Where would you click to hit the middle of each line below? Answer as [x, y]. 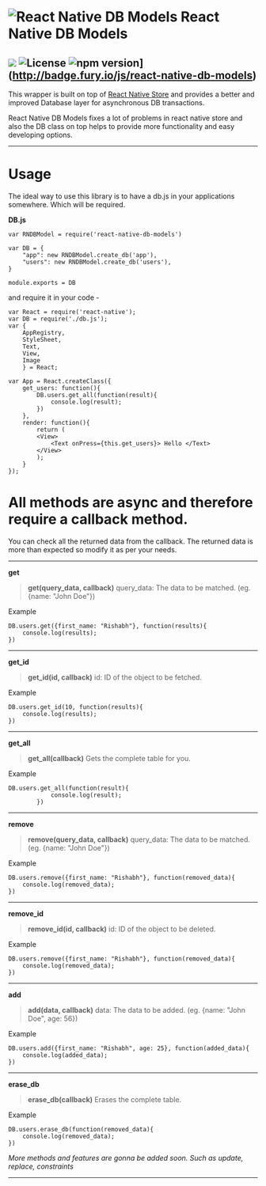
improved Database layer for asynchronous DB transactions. [106, 102]
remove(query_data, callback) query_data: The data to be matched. [139, 839]
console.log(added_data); [65, 1055]
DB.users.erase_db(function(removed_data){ [81, 1129]
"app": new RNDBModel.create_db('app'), [90, 255]
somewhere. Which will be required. [67, 204]
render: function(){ [56, 422]
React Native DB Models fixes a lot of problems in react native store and [125, 118]
